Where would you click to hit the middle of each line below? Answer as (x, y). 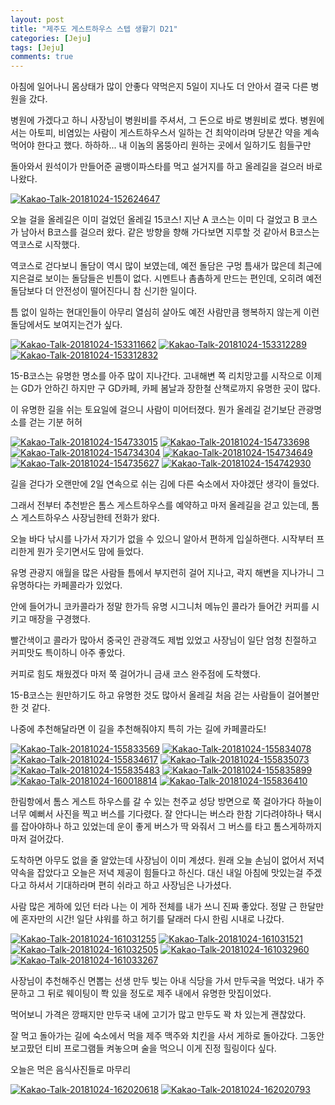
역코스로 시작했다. (45, 245)
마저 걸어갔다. (37, 839)
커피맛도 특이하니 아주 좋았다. (68, 653)
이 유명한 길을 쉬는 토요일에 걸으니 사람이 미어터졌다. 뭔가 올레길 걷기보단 (153, 410)
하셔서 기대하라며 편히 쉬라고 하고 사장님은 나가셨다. (130, 885)
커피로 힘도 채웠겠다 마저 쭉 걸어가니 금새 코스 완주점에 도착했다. (136, 674)
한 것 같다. (30, 708)
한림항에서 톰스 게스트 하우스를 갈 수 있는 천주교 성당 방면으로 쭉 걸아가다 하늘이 (166, 802)
